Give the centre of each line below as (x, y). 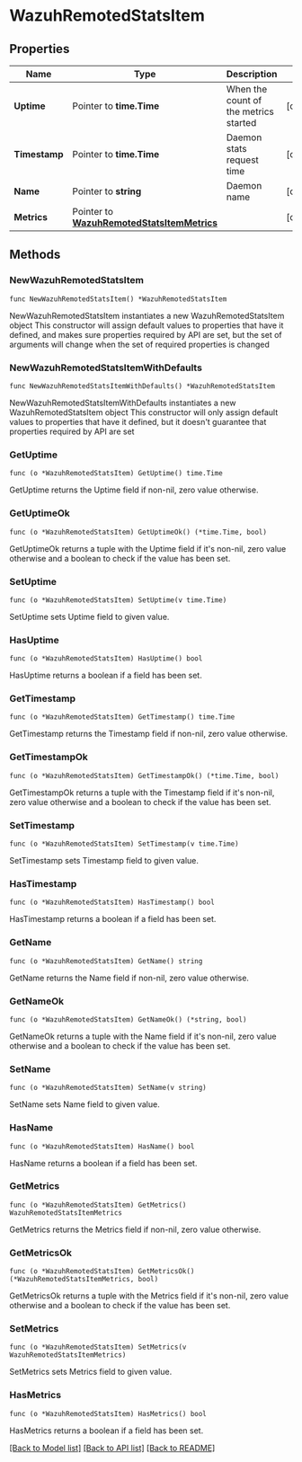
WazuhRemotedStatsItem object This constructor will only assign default (144, 412)
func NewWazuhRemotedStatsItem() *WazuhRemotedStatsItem (118, 299)
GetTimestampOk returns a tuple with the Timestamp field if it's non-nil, (142, 793)
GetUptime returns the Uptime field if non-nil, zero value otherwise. (134, 490)
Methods (35, 255)
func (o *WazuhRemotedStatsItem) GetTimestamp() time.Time (122, 717)
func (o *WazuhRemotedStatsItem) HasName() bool (102, 1147)
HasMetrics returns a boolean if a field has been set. (107, 1431)
